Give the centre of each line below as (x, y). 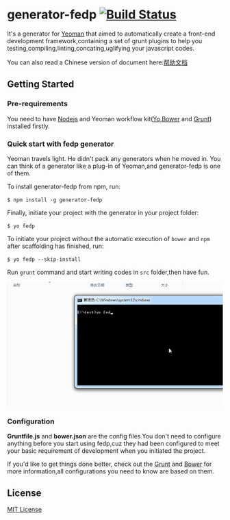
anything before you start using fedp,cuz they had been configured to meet (114, 444)
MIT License (25, 509)
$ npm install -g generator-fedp (55, 200)
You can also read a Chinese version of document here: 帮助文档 (98, 62)
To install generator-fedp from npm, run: (64, 186)
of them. (19, 173)
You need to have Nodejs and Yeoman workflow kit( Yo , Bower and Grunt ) (110, 119)
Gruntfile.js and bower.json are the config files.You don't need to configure (114, 436)
